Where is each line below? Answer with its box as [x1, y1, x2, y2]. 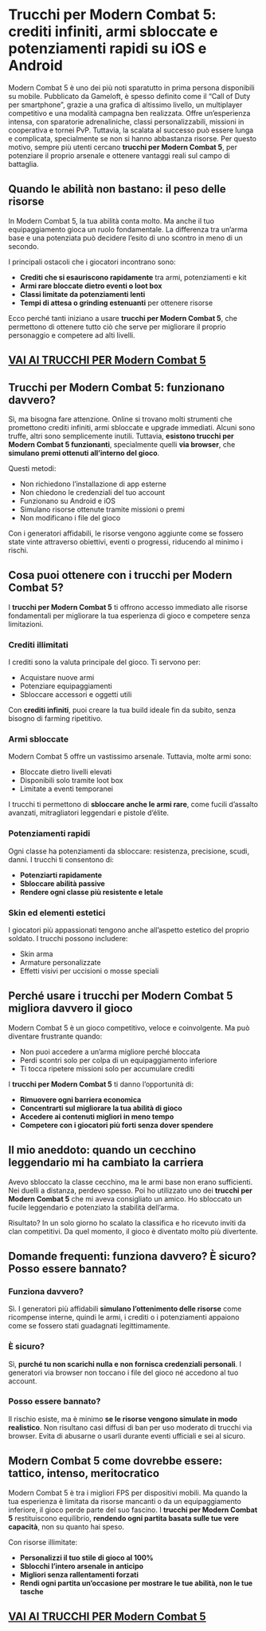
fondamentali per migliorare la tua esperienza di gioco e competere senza [8, 611, 251, 620]
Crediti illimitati [8, 639, 69, 650]
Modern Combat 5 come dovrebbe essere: [8, 1455, 223, 1468]
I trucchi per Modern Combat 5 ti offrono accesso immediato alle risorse [8, 602, 248, 612]
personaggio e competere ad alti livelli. [8, 330, 135, 340]
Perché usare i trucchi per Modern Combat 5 [8, 989, 233, 1003]
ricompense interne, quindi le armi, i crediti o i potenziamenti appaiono [8, 1312, 240, 1322]
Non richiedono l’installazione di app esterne [19, 479, 167, 489]
